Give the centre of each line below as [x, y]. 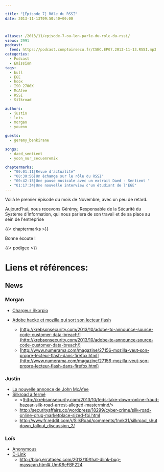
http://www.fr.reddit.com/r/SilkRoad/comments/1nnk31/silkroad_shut [88, 420]
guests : [13, 136]
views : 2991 [17, 40]
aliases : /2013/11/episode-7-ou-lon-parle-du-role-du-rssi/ [68, 36]
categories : [17, 54]
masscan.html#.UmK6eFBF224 [51, 465]
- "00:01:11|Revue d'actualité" [43, 172]
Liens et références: [47, 267]
